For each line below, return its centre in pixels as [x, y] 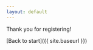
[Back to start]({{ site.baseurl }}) [47, 40]
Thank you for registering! [39, 29]
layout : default [27, 12]
